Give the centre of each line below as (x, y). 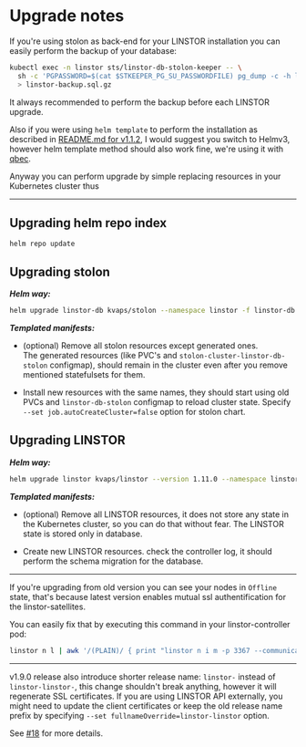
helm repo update (42, 244)
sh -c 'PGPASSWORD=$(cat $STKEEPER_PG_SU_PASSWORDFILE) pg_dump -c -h (154, 76)
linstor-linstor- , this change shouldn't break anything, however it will (143, 686)
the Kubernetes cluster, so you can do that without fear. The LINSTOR (153, 524)
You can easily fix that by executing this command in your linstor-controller (150, 624)
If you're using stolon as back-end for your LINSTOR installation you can (145, 41)
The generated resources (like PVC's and (100, 356)
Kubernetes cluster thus (55, 186)
